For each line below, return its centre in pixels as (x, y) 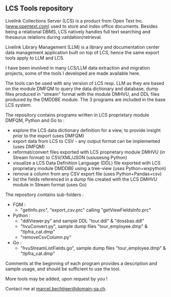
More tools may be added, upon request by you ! (57, 279)
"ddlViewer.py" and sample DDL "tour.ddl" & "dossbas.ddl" (82, 221)
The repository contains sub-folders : (45, 195)
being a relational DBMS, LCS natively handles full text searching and (78, 31)
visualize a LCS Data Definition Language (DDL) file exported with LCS (87, 163)
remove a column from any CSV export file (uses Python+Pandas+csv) (87, 174)
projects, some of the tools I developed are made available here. (73, 73)
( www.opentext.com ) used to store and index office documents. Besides (81, 26)
